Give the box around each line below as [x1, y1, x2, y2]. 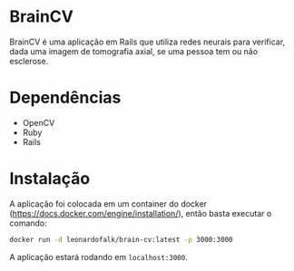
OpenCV [22, 117, 55, 128]
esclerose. [9, 55, 49, 66]
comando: [9, 218, 47, 228]
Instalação [9, 169, 91, 189]
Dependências [9, 88, 122, 108]
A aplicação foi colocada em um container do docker [9, 198, 207, 209]
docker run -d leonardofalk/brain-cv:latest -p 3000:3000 [9, 235, 233, 244]
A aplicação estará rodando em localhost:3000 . [9, 251, 188, 262]
